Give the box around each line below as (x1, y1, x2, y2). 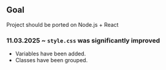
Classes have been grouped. (15, 57, 88, 64)
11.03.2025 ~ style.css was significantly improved (6, 36, 160, 44)
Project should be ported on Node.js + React (6, 21, 119, 28)
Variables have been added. (15, 50, 86, 57)
